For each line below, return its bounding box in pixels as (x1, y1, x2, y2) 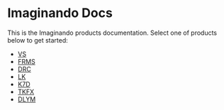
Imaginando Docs (7, 5, 113, 21)
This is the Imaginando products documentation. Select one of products (7, 28, 218, 37)
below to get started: (7, 35, 69, 44)
